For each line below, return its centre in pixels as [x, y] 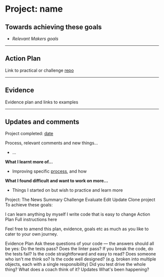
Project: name [34, 9]
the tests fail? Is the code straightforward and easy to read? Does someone [81, 254]
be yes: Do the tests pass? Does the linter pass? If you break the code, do [79, 249]
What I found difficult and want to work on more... [57, 181]
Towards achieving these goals [53, 27]
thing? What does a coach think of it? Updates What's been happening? [77, 270]
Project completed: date [29, 134]
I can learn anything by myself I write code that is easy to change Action [78, 214]
